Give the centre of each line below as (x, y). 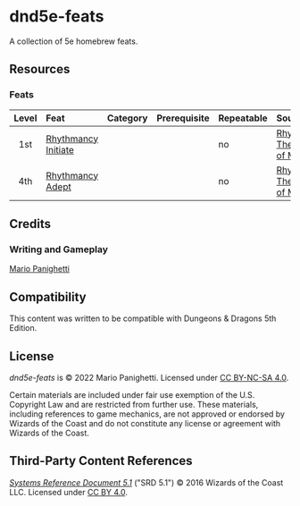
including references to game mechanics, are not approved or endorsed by (147, 414)
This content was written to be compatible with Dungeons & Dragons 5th (143, 318)
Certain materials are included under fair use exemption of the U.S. (132, 394)
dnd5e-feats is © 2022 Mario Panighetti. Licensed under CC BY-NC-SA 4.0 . (149, 377)
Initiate (60, 149)
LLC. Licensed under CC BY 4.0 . (68, 492)
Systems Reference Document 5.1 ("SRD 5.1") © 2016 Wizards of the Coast (146, 482)
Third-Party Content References (101, 461)
